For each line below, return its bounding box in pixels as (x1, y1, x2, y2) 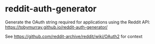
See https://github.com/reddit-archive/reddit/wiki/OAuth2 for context (5, 33, 143, 39)
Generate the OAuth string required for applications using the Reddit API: (5, 19, 150, 25)
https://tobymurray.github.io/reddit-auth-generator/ (5, 24, 108, 30)
